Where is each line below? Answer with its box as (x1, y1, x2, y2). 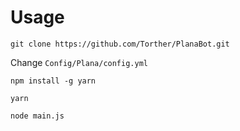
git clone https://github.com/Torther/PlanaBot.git (10, 39, 230, 49)
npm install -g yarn (10, 76, 97, 86)
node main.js (10, 111, 65, 121)
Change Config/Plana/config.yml (10, 56, 148, 68)
